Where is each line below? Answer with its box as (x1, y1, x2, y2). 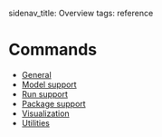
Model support (21, 79, 78, 90)
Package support (21, 98, 87, 109)
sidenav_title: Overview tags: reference (8, 8, 154, 18)
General (21, 69, 52, 80)
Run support (21, 88, 69, 99)
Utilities (21, 117, 51, 128)
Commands (8, 40, 98, 60)
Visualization (21, 108, 70, 119)
